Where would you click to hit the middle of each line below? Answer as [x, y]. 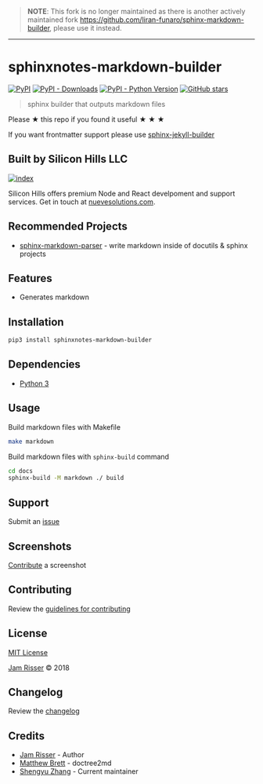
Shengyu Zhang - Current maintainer [79, 771]
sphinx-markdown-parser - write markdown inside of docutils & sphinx [133, 245]
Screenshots [40, 546]
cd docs [21, 471]
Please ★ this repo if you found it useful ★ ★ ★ [86, 119]
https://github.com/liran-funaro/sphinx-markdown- [162, 20]
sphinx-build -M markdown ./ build [66, 478]
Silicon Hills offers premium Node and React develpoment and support [122, 193]
